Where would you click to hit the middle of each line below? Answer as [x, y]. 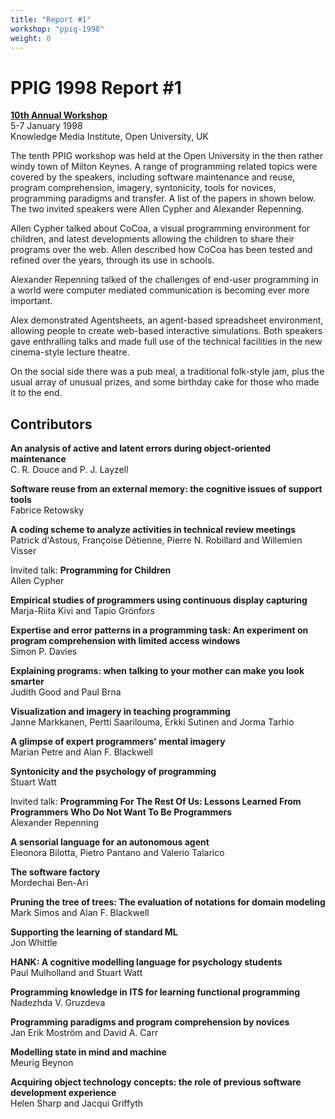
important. [31, 301]
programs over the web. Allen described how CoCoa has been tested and [161, 250]
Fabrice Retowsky [47, 510]
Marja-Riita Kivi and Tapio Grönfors [82, 611]
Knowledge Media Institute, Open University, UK [109, 137]
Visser [23, 551]
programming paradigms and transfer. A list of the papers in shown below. [163, 198]
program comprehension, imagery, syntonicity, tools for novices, [143, 188]
